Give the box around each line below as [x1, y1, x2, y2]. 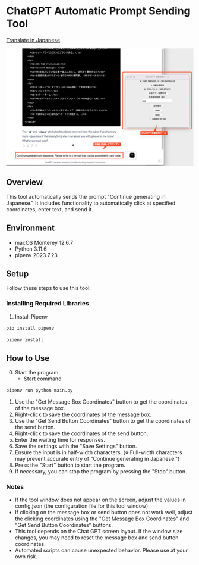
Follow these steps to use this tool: [6, 285, 91, 292]
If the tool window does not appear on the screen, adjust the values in [14, 496, 186, 504]
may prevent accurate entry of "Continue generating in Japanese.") [14, 455, 180, 463]
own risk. [14, 553, 37, 560]
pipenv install [6, 336, 44, 343]
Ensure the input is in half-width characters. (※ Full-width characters [14, 449, 182, 456]
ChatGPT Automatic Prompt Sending [6, 4, 191, 18]
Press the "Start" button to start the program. [14, 461, 126, 469]
